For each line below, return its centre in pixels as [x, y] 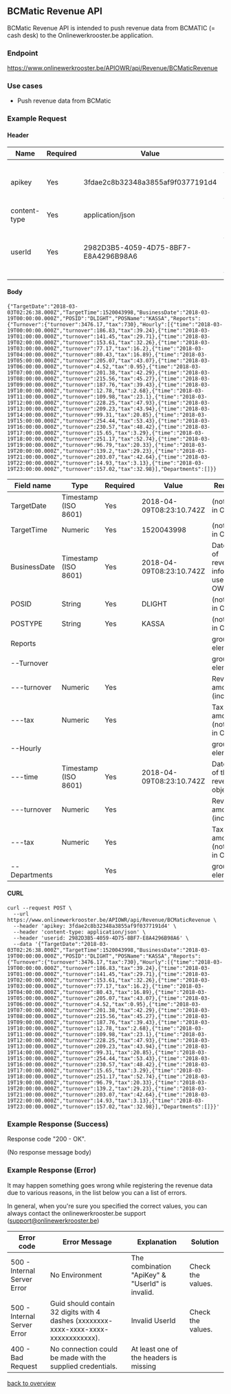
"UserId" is [149, 1283]
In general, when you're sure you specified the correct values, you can [107, 1206]
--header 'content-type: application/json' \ [80, 932]
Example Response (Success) [58, 1123]
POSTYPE [26, 624]
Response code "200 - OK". [46, 1139]
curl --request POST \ [40, 908]
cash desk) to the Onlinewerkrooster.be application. [80, 35]
